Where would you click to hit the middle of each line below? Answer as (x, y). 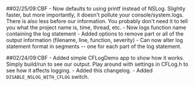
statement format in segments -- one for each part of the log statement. (94, 46)
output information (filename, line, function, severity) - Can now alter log (95, 40)
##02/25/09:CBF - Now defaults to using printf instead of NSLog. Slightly (96, 9)
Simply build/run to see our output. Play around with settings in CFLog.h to (97, 64)
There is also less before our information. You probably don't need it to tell (97, 21)
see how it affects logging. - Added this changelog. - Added (79, 70)
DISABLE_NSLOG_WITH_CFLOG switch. (47, 77)
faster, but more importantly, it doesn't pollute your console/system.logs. (95, 15)
